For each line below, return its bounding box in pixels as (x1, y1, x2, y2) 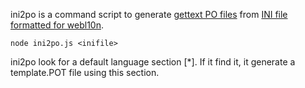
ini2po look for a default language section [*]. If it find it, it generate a (10, 56, 296, 68)
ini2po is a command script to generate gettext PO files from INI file (10, 9, 288, 20)
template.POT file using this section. (10, 67, 160, 78)
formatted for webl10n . (10, 19, 105, 31)
